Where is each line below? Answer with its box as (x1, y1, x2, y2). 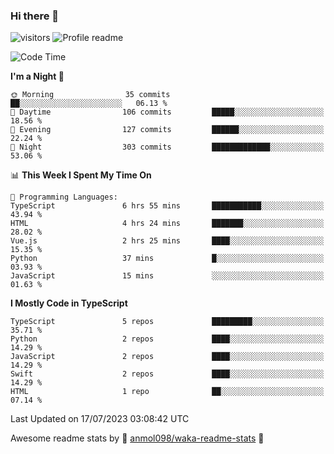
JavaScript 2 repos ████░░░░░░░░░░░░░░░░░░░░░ (10, 352, 325, 362)
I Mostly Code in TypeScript (10, 297, 128, 309)
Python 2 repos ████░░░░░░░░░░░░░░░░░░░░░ (10, 334, 325, 344)
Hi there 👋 (10, 9, 60, 23)
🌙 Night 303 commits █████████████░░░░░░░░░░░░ (10, 142, 325, 153)
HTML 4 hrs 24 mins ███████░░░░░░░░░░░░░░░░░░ (10, 219, 325, 229)
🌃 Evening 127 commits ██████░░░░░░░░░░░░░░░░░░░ (10, 125, 325, 135)
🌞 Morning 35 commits (10, 90, 171, 100)
